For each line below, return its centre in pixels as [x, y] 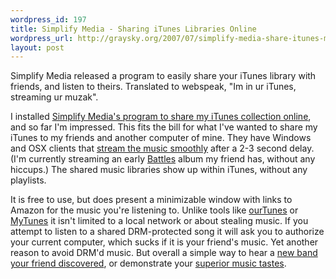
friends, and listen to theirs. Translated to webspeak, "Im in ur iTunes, [153, 87]
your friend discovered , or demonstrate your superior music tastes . [148, 263]
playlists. [28, 180]
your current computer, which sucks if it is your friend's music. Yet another [164, 242]
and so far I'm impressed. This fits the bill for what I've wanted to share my [164, 127]
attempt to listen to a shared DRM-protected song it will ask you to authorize [167, 232]
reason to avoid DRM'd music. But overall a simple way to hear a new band [164, 253]
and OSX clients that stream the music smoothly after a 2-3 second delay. [162, 148]
